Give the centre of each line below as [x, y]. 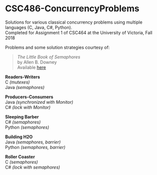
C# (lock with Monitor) [28, 107]
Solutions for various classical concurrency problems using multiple [74, 22]
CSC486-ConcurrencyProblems [72, 9]
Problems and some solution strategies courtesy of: [57, 47]
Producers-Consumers [29, 97]
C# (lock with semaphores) [33, 167]
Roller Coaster [20, 157]
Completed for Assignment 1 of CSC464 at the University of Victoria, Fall [79, 32]
